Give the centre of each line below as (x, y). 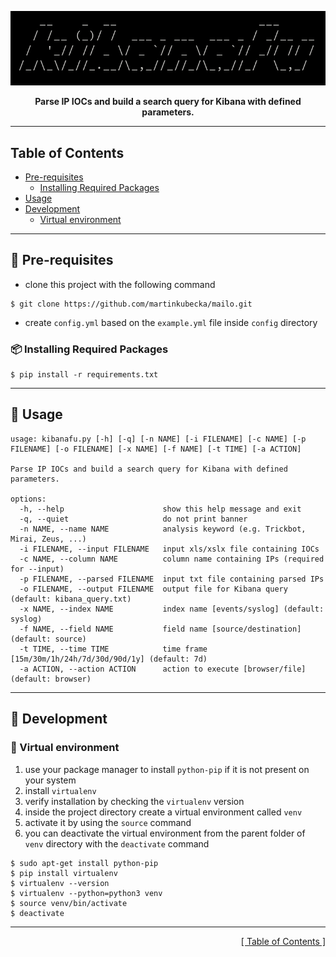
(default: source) (48, 639)
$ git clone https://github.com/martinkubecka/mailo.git (131, 304)
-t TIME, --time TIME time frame (113, 649)
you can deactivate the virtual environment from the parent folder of (165, 833)
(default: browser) (51, 679)
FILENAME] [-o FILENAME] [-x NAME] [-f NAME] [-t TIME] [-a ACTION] (156, 449)
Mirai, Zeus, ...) (48, 539)
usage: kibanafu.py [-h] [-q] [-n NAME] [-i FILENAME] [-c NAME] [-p (158, 439)
